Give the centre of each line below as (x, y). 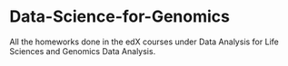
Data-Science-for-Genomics (119, 17)
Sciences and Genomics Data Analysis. (83, 51)
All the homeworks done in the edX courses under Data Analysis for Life (144, 42)
